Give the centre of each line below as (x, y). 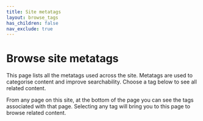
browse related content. (36, 113)
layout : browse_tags (33, 18)
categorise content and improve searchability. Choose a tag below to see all (101, 82)
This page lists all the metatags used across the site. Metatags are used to (100, 76)
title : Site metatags (34, 12)
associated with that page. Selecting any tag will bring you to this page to (98, 106)
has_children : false (33, 23)
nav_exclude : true (30, 29)
